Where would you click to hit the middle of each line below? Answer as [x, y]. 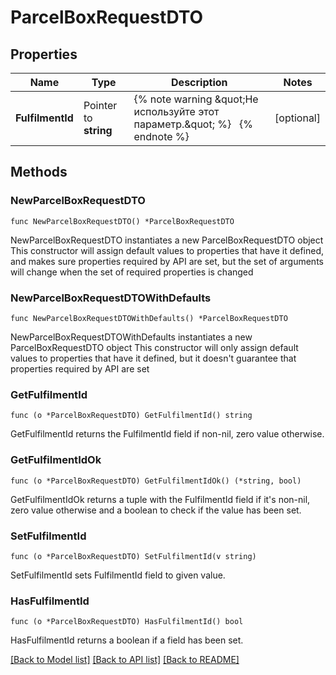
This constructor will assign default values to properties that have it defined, [167, 250]
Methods [39, 172]
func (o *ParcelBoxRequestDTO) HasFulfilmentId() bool [127, 622]
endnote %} [161, 136]
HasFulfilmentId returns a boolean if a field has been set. [127, 640]
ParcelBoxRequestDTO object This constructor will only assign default [154, 347]
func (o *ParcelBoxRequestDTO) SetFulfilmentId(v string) [133, 556]
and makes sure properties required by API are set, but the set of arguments [167, 261]
